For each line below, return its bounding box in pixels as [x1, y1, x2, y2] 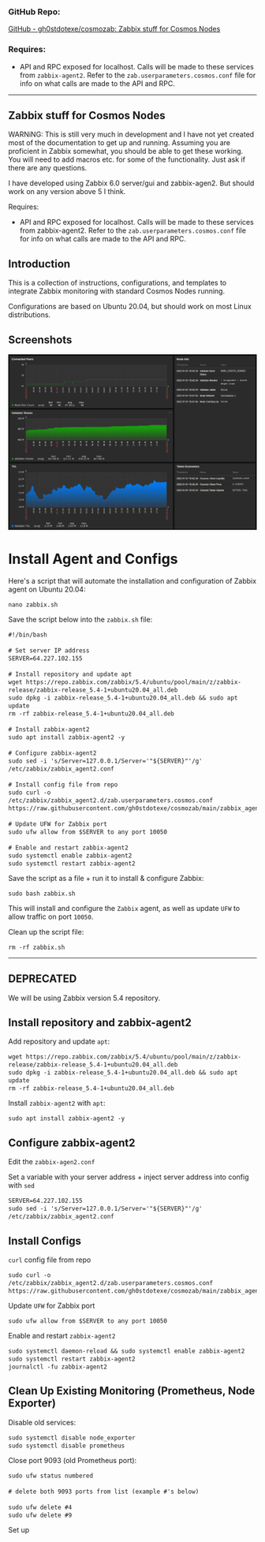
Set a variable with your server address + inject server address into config [8, 1172, 250, 1182]
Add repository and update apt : [8, 1036, 110, 1047]
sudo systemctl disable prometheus [8, 1442, 125, 1450]
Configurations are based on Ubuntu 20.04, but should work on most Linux [8, 302, 252, 312]
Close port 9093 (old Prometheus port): [8, 1455, 137, 1465]
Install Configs [8, 1234, 81, 1248]
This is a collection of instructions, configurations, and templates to [8, 278, 227, 288]
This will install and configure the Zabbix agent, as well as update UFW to [8, 903, 241, 913]
